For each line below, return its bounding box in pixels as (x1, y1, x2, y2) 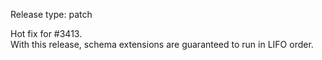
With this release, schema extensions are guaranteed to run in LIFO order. (10, 39, 314, 50)
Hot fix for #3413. (10, 28, 83, 39)
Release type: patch (10, 9, 93, 20)
